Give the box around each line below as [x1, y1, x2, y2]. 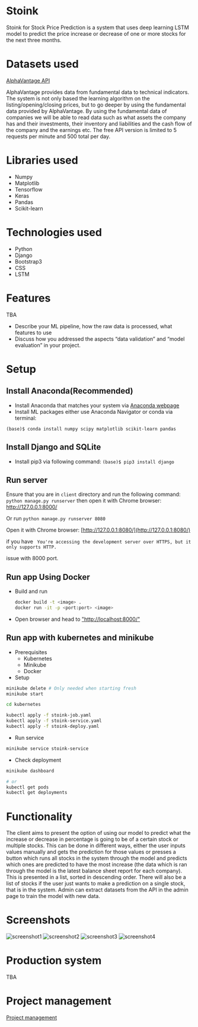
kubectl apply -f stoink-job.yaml [6, 712, 92, 718]
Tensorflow [14, 186, 43, 193]
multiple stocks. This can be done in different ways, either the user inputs [6, 842, 186, 849]
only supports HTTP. [6, 544, 58, 551]
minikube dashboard [6, 768, 55, 774]
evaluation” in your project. [14, 341, 81, 348]
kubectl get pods [6, 784, 49, 790]
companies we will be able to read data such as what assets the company [6, 114, 187, 121]
